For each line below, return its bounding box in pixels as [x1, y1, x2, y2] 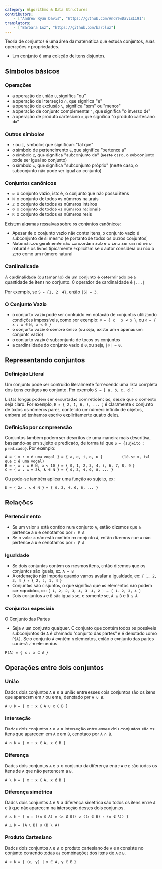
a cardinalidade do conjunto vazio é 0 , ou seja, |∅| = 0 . [12, 342, 122, 348]
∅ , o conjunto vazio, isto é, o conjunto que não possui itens [12, 191, 129, 197]
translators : [5, 20, 31, 26]
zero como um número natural [12, 251, 73, 257]
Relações [5, 499, 34, 507]
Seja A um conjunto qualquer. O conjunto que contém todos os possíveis [12, 626, 156, 631]
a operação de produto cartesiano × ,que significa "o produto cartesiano [12, 113, 155, 119]
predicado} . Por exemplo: [5, 445, 56, 451]
